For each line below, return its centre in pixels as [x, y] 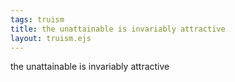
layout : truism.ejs [51, 38]
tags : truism [37, 19]
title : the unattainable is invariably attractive [118, 29]
